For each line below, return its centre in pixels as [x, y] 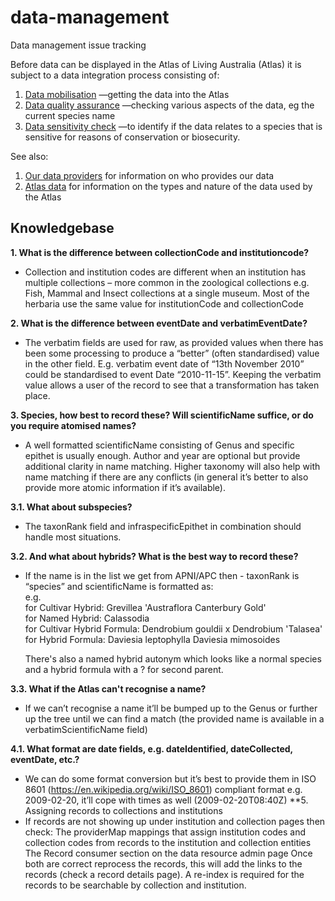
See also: [29, 156]
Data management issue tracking [78, 45]
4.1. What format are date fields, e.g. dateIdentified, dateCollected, [151, 748]
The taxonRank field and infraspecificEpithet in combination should [163, 526]
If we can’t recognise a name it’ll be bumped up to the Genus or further [171, 708]
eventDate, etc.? [45, 759]
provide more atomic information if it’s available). [125, 487]
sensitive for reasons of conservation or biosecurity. [132, 137]
